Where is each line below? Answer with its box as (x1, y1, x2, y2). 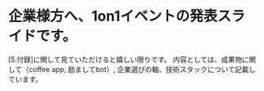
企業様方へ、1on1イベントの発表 (8, 7, 218, 25)
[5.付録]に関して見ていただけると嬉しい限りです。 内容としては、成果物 (8, 55, 243, 64)
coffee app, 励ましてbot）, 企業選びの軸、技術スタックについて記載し (29, 64, 256, 74)
